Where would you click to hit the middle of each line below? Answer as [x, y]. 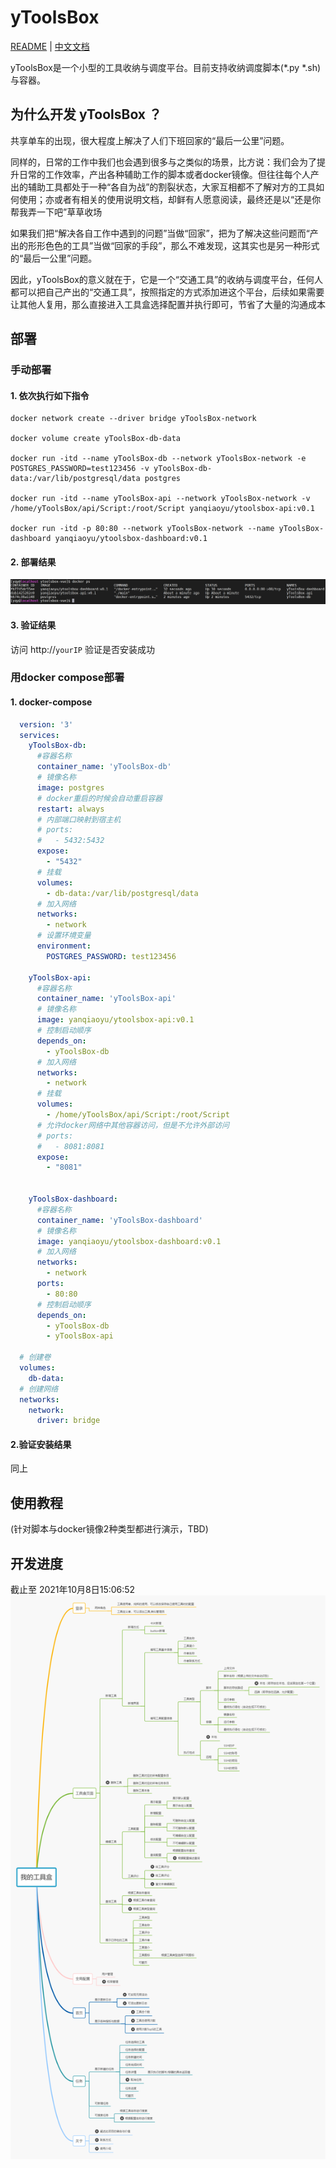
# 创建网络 [39, 1389]
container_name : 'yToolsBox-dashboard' [119, 1220]
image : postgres [70, 787]
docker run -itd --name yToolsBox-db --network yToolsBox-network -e [158, 459]
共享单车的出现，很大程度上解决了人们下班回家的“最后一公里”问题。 [150, 140]
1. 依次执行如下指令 [50, 395]
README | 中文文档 [50, 46]
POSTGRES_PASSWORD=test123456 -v [80, 469]
